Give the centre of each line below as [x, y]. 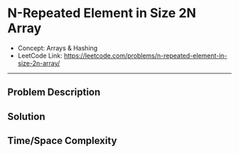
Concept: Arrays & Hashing [58, 48]
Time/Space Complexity [62, 141]
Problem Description [54, 92]
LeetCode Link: [40, 56]
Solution [26, 117]
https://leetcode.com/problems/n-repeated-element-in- [145, 56]
